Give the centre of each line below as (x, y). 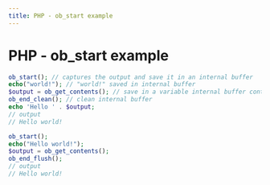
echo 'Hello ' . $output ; (51, 107)
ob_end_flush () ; (35, 159)
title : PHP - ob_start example (61, 16)
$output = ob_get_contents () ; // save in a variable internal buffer (127, 92)
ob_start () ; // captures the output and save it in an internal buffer (131, 77)
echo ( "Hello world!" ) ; (46, 144)
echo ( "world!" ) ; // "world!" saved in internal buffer (102, 84)
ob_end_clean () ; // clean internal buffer (80, 100)
